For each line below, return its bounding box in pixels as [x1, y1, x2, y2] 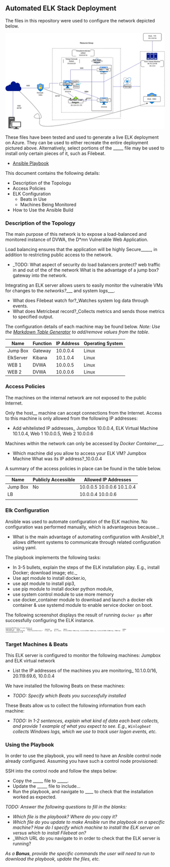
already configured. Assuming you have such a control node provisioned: [5, 758, 158, 764]
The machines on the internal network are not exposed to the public [5, 394, 147, 400]
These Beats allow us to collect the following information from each [5, 702, 146, 708]
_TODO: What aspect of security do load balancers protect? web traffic [12, 262, 161, 268]
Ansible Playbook [12, 160, 49, 167]
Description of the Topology [5, 220, 76, 227]
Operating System [83, 340, 123, 346]
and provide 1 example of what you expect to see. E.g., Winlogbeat [12, 723, 151, 729]
